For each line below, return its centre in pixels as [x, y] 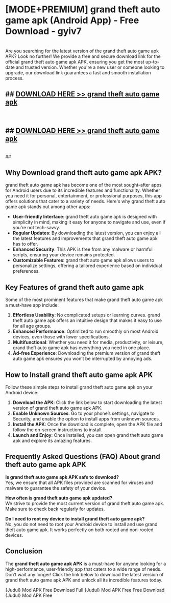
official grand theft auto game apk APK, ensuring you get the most [75, 62]
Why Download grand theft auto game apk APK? [83, 173]
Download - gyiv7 [43, 31]
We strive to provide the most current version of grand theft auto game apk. [85, 503]
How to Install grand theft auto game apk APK [79, 375]
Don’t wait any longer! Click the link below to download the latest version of [85, 574]
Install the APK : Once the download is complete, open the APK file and [87, 424]
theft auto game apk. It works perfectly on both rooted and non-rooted [79, 530]
